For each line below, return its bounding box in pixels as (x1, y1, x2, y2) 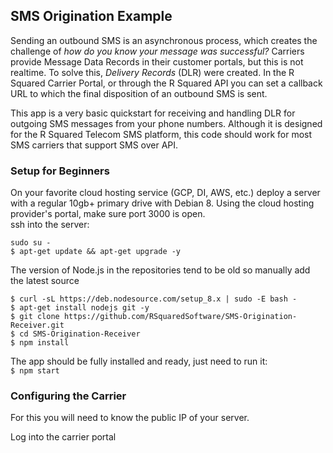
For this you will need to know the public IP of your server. (10, 412, 250, 424)
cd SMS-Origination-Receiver (19, 329, 141, 339)
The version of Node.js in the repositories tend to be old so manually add (10, 264, 311, 276)
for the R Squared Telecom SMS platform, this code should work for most (10, 128, 313, 140)
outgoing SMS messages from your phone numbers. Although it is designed (10, 117, 323, 129)
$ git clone (10, 312, 60, 322)
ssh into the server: (10, 219, 90, 231)
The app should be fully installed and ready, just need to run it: (10, 355, 268, 368)
